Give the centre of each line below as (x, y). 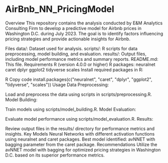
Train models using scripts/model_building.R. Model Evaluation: (71, 109)
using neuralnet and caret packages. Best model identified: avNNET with (80, 139)
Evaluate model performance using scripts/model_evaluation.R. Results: (79, 119)
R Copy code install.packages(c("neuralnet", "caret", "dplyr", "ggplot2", (79, 79)
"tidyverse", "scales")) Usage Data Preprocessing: (57, 84)
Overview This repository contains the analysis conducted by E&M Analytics (84, 23)
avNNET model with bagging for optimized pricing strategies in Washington (83, 150)
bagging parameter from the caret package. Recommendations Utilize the (81, 144)
